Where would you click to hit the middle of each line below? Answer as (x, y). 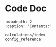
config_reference (23, 39)
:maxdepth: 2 (18, 22)
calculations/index (25, 35)
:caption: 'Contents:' (29, 26)
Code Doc (26, 9)
